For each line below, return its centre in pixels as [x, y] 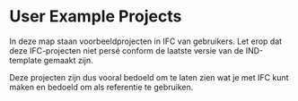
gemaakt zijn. [68, 60]
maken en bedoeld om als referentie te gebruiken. [101, 87]
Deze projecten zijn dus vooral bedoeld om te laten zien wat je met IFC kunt [149, 77]
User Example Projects [96, 17]
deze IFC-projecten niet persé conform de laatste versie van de [127, 50]
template [26, 60]
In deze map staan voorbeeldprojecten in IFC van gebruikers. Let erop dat [146, 41]
